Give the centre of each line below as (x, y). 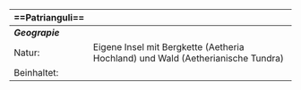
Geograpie (37, 33)
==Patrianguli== (49, 17)
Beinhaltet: (36, 73)
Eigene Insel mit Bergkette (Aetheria (168, 47)
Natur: (27, 53)
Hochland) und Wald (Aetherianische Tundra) (189, 58)
